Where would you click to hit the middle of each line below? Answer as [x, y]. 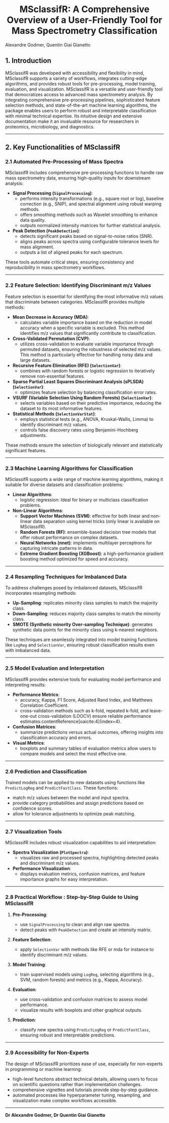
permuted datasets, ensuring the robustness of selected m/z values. [91, 349]
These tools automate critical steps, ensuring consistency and [70, 262]
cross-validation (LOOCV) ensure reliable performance [95, 716]
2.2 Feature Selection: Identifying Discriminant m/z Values [78, 285]
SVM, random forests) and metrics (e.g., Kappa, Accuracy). [81, 979]
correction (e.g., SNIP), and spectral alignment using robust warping [91, 204]
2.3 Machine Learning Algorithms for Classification [69, 468]
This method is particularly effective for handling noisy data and [86, 355]
